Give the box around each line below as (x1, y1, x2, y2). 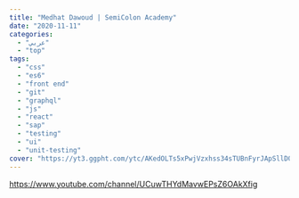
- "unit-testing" (17, 145, 82, 154)
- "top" (17, 46, 46, 55)
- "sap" (17, 121, 46, 130)
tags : (9, 54, 29, 63)
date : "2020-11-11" (9, 21, 82, 30)
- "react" (17, 112, 53, 121)
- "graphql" (17, 95, 62, 105)
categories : (9, 29, 53, 38)
